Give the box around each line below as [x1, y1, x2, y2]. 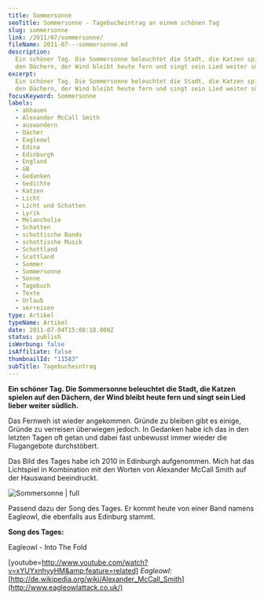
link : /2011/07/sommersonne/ [8, 33, 104, 42]
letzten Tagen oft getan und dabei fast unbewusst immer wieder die [8, 433, 228, 442]
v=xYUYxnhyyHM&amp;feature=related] [8, 565, 139, 575]
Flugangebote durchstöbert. [8, 441, 100, 451]
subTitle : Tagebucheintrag [8, 363, 97, 370]
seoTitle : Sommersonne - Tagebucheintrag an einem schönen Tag [8, 19, 220, 27]
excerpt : [8, 70, 37, 78]
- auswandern [15, 121, 58, 129]
